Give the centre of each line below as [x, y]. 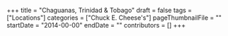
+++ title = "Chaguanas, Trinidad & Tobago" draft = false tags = [99, 10]
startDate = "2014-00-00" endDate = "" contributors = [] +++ [96, 25]
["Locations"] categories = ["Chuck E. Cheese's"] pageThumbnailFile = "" [114, 18]
